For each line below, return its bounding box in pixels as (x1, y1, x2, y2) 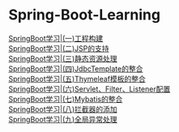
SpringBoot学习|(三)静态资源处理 (8, 53, 117, 63)
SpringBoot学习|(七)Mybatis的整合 (8, 94, 123, 104)
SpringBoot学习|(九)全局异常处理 (8, 114, 117, 124)
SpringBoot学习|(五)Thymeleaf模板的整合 (8, 74, 146, 83)
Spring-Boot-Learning (8, 6, 160, 24)
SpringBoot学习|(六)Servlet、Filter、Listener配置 (8, 83, 171, 94)
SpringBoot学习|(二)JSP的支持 (8, 43, 109, 53)
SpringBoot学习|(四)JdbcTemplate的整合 (8, 63, 143, 74)
